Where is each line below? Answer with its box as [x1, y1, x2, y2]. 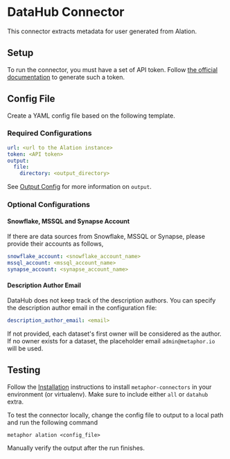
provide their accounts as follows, [7, 240, 104, 248]
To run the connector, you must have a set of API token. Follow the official [7, 65, 218, 73]
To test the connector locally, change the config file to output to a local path [7, 411, 224, 419]
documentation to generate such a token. [7, 73, 125, 81]
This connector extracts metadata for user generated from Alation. [7, 27, 197, 35]
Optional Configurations [7, 200, 91, 210]
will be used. [7, 344, 44, 353]
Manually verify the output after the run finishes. [7, 444, 145, 452]
